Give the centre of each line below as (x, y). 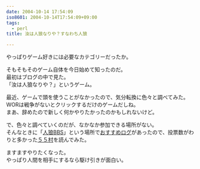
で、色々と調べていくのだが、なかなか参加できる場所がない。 (82, 125)
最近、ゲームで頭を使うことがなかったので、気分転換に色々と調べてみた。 (98, 97)
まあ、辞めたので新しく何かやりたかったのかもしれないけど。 (82, 112)
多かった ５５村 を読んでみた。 (53, 140)
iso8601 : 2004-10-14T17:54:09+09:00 (52, 17)
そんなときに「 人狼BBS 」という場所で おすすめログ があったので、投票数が (98, 133)
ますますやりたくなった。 (38, 152)
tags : (13, 23)
